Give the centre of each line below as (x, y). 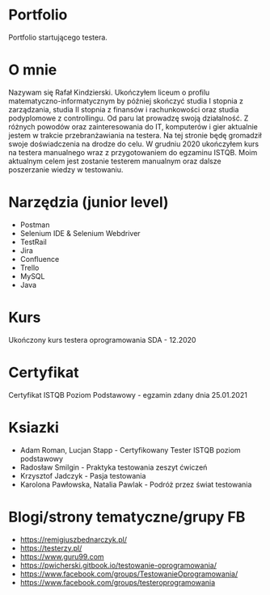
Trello (30, 268)
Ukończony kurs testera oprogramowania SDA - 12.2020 (102, 340)
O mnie (33, 70)
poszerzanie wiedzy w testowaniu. (66, 169)
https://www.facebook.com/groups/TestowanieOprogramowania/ (129, 574)
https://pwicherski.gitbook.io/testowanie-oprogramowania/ (118, 565)
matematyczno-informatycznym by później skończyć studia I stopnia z (126, 101)
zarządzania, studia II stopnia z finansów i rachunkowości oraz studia (124, 109)
